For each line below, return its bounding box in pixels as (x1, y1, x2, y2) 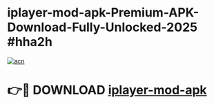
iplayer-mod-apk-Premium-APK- (7, 5, 200, 21)
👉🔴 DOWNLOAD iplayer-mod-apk (7, 83, 207, 98)
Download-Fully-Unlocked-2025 (7, 19, 198, 35)
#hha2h (7, 34, 53, 50)
